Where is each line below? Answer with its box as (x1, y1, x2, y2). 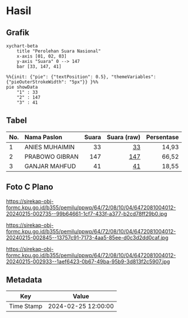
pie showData (6, 84, 38, 90)
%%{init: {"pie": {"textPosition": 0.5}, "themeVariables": (6, 74, 157, 80)
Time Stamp (9, 302, 43, 310)
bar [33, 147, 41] (16, 63, 62, 69)
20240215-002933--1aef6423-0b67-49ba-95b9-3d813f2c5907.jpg (6, 257, 170, 265)
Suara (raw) (106, 133, 141, 141)
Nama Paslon (24, 133, 63, 141)
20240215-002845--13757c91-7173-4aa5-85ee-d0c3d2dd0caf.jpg (6, 234, 169, 241)
